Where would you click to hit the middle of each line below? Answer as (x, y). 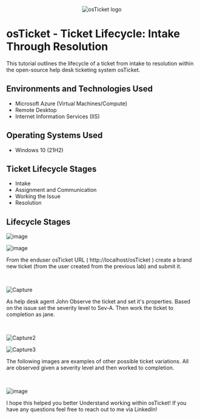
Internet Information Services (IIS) (57, 116)
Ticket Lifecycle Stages (52, 169)
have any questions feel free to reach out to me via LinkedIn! (82, 409)
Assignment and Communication (56, 190)
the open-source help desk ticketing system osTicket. (73, 70)
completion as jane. (31, 314)
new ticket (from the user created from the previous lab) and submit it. (94, 266)
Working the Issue (38, 196)
